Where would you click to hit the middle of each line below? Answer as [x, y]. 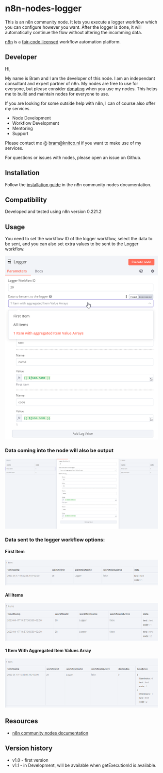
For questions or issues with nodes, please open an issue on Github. [73, 157]
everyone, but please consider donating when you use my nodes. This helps [81, 89]
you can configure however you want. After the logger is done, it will [73, 27]
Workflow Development [35, 123]
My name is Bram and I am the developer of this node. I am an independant [80, 78]
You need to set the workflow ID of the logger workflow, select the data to [79, 239]
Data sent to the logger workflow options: [55, 540]
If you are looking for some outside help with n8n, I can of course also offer [80, 103]
